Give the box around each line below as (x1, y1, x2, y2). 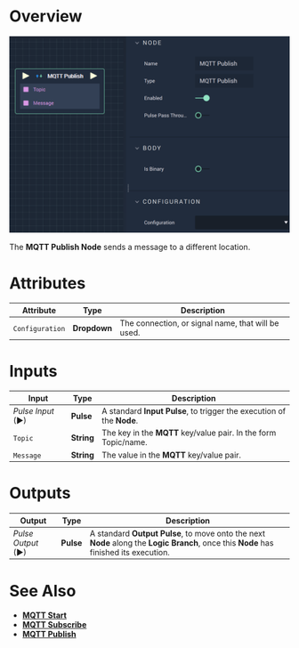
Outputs (9, 483, 71, 504)
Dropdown (72, 322, 113, 333)
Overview (9, 6, 83, 27)
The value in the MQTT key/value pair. (101, 450, 242, 460)
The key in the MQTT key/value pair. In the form (101, 427, 277, 438)
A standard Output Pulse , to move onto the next (89, 528, 265, 539)
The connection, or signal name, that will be (119, 318, 279, 328)
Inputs (9, 360, 58, 381)
